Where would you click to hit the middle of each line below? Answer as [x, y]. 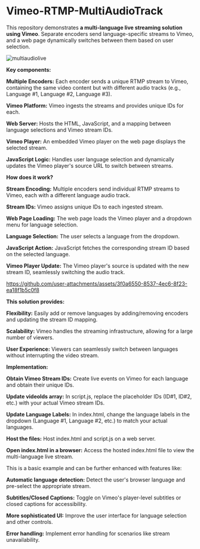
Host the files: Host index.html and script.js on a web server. [81, 438]
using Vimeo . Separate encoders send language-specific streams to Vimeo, [100, 33]
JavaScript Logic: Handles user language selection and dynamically [90, 159]
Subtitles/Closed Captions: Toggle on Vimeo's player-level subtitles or [94, 498]
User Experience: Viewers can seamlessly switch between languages [92, 349]
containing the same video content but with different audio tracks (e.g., [93, 87]
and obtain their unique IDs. [40, 385]
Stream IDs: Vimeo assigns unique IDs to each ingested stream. [85, 207]
